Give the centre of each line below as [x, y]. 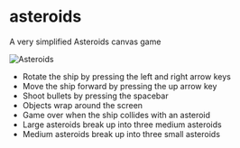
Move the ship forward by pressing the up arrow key [120, 86]
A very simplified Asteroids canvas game [85, 42]
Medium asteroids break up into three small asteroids [121, 134]
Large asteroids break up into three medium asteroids [122, 125]
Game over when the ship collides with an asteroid [116, 115]
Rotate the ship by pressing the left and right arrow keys [127, 76]
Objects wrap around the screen [82, 105]
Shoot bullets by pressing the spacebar [95, 96]
